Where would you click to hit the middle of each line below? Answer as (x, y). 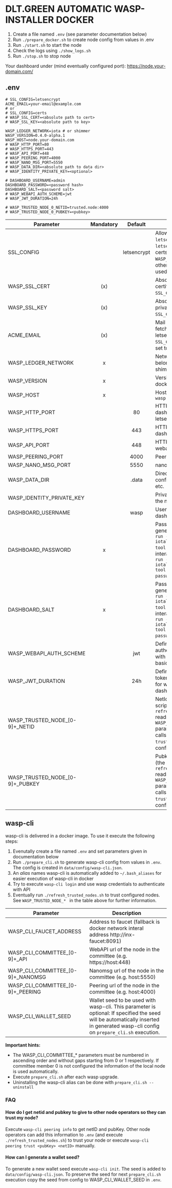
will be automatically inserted (124, 1019)
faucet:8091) (105, 941)
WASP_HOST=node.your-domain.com (40, 140)
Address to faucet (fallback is (125, 922)
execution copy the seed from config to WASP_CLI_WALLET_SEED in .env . (83, 1180)
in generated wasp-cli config (124, 1025)
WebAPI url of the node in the (125, 949)
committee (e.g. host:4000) (123, 992)
